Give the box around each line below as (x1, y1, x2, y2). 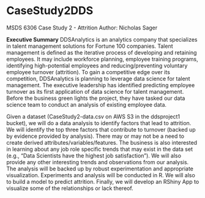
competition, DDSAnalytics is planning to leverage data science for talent (6, 75, 191, 82)
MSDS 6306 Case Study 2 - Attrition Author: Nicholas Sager (6, 24, 158, 31)
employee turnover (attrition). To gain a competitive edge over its (6, 68, 170, 75)
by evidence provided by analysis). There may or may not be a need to (6, 132, 185, 140)
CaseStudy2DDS (6, 4, 94, 18)
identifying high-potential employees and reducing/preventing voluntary (6, 62, 188, 69)
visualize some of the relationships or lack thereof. (6, 185, 133, 192)
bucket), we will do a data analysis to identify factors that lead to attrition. (6, 119, 192, 126)
